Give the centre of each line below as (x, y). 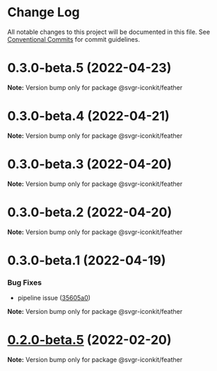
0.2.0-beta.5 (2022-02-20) (89, 340)
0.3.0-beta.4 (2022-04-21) (88, 116)
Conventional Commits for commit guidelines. (74, 39)
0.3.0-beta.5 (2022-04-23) (89, 68)
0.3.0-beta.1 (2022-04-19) (87, 260)
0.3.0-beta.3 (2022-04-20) (89, 164)
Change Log (43, 12)
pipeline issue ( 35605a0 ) (54, 298)
